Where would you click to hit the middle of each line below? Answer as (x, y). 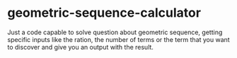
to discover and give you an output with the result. (81, 47)
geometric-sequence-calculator (104, 13)
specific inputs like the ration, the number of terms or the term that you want (118, 39)
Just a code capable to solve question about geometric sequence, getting (115, 32)
